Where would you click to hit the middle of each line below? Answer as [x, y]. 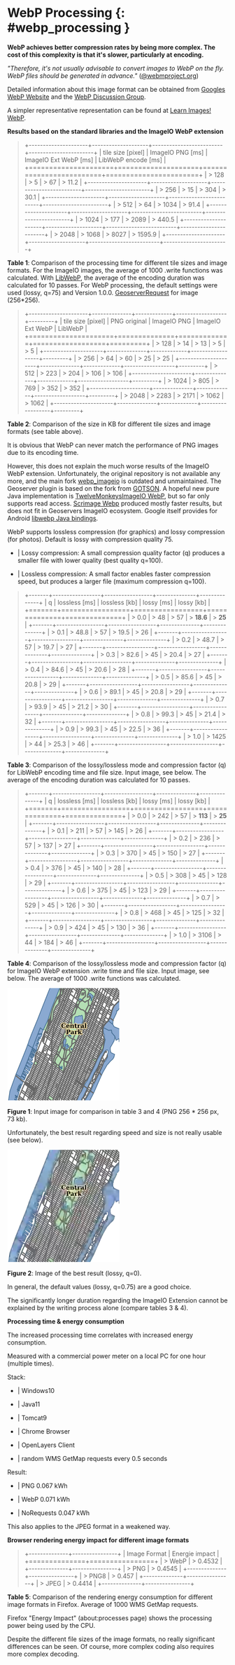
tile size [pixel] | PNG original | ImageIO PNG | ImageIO [142, 321]
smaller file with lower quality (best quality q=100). [90, 560]
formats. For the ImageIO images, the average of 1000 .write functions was [115, 270]
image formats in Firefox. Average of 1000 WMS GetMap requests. [103, 1604]
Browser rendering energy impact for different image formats [98, 1540]
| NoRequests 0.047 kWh [54, 1513]
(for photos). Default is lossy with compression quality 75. [90, 539]
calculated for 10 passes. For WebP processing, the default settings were [113, 285]
